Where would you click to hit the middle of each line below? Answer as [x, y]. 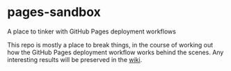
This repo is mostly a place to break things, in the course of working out [110, 45]
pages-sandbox [54, 12]
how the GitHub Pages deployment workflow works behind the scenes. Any [115, 52]
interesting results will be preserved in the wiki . [75, 59]
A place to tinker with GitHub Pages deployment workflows [91, 31]
